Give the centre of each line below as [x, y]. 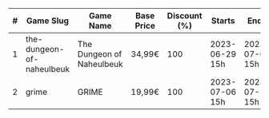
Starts [223, 21]
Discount [185, 16]
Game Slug [48, 21]
